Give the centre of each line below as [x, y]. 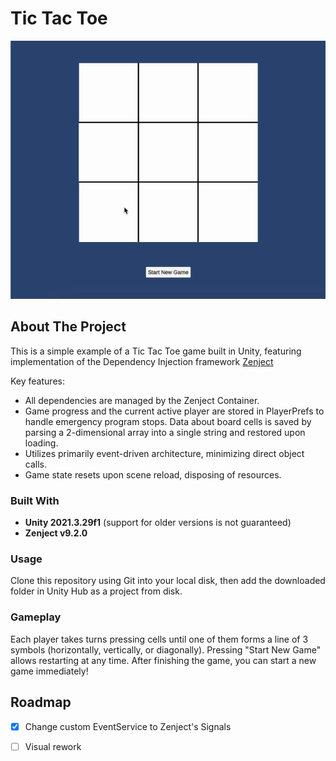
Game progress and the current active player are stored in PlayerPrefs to [174, 411]
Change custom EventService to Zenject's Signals [128, 726]
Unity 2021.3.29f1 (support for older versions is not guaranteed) [158, 523]
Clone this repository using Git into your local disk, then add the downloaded [168, 581]
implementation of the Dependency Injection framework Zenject [142, 361]
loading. [41, 443]
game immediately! [49, 671]
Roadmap [41, 702]
